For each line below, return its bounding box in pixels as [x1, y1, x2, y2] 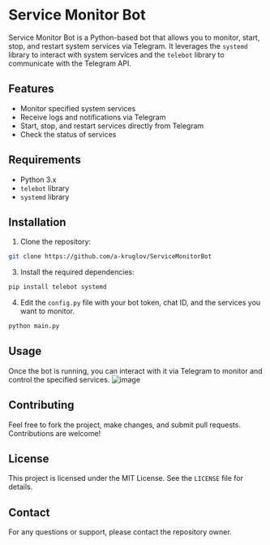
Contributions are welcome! [8, 428, 101, 438]
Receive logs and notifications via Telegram [19, 112, 166, 122]
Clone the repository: [19, 237, 92, 247]
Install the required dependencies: [19, 267, 135, 277]
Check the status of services [19, 129, 117, 139]
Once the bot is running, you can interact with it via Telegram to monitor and [8, 365, 263, 375]
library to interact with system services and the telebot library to [8, 50, 225, 59]
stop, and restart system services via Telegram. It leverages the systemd [8, 41, 249, 50]
